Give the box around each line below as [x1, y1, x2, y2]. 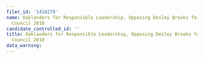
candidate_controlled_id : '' [6, 25, 80, 32]
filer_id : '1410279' [6, 8, 59, 15]
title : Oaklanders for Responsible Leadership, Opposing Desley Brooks [6, 31, 191, 37]
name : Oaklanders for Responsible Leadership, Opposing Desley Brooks [6, 14, 189, 21]
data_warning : [6, 43, 42, 49]
